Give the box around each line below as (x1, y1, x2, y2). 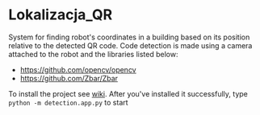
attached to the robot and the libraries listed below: (8, 49, 178, 59)
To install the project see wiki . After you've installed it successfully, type (8, 88, 248, 98)
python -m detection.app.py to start (8, 97, 128, 107)
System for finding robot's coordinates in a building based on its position (8, 32, 250, 42)
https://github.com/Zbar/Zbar (19, 73, 119, 83)
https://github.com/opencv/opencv (19, 64, 136, 74)
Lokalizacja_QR (8, 6, 113, 24)
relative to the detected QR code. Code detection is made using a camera (8, 40, 253, 50)
